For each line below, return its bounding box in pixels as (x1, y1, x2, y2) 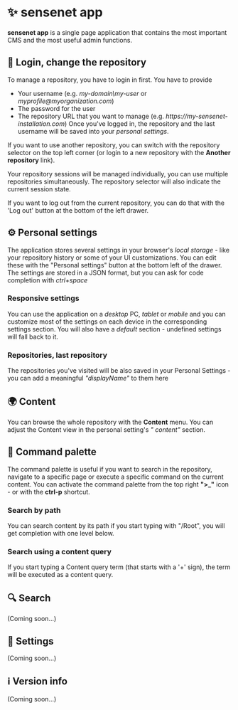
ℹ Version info (7, 675, 67, 687)
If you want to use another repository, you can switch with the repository (7, 140, 220, 149)
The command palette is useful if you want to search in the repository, (7, 465, 213, 473)
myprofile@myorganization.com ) (17, 97, 114, 105)
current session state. (7, 184, 71, 193)
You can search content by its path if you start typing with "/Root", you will (7, 521, 225, 530)
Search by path (7, 505, 61, 515)
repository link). (7, 156, 55, 164)
